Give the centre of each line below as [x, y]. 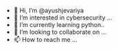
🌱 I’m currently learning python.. [59, 25]
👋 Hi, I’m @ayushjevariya [49, 10]
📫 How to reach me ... [45, 40]
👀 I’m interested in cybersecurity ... [63, 18]
